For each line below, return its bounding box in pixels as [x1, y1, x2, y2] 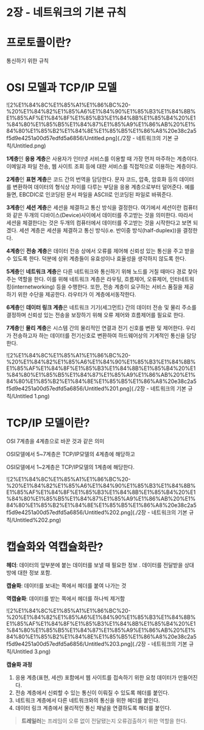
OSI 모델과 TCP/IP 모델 [6, 81, 117, 95]
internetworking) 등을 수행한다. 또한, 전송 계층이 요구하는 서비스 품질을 [13, 283, 183, 290]
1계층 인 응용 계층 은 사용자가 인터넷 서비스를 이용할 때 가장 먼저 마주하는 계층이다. [6, 155, 199, 162]
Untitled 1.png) [13, 393, 50, 400]
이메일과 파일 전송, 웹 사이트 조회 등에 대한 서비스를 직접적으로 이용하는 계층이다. [6, 163, 198, 170]
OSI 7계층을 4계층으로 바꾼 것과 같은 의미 [6, 437, 105, 445]
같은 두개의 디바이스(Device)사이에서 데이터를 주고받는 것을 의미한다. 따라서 [12, 212, 194, 219]
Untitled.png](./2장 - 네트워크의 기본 [84, 135, 172, 142]
